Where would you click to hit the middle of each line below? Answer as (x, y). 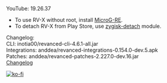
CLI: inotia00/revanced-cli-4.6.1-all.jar (52, 44)
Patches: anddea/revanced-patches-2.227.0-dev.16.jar (73, 56)
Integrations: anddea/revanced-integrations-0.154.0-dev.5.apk (82, 50)
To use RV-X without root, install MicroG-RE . (69, 20)
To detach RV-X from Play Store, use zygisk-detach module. (88, 26)
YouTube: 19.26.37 (29, 9)
